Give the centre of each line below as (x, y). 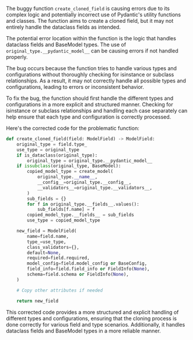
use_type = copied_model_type (64, 221)
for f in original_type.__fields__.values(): (83, 204)
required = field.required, (59, 258)
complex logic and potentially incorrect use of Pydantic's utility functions (94, 15)
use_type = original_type (48, 150)
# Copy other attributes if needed (60, 290)
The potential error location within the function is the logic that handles (91, 38)
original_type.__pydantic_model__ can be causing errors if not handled (92, 51)
